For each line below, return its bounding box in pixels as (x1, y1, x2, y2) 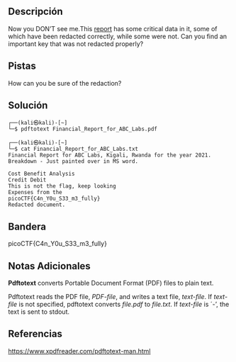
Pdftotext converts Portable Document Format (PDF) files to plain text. (8, 279, 214, 288)
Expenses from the (8, 189, 62, 196)
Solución (8, 99, 48, 112)
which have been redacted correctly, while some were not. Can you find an (8, 32, 227, 40)
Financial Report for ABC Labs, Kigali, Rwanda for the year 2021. (8, 152, 212, 159)
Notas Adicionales (8, 260, 91, 272)
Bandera (8, 220, 47, 232)
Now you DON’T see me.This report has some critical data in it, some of (8, 24, 218, 33)
